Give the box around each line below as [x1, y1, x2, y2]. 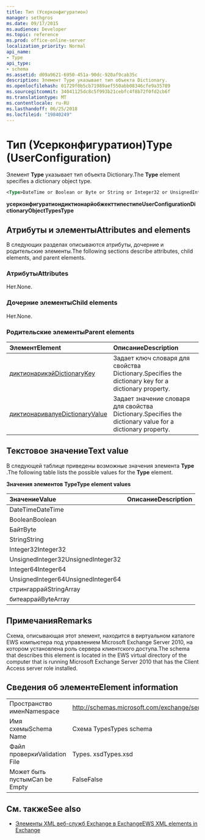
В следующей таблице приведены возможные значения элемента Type [6, 462, 194, 469]
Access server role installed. [6, 664, 78, 672]
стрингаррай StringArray [9, 585, 81, 593]
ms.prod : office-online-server [6, 37, 86, 43]
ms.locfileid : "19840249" [6, 111, 72, 118]
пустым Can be [9, 775, 53, 784]
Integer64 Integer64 [9, 564, 67, 573]
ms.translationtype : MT [6, 94, 67, 100]
